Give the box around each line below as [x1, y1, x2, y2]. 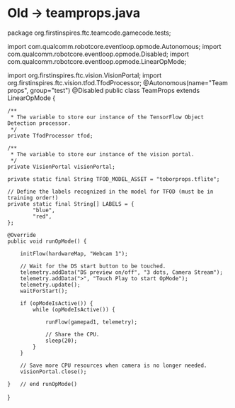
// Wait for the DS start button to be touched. [20, 263, 166, 270]
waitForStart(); [20, 287, 69, 294]
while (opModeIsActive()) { [33, 306, 115, 313]
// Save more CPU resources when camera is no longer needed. [20, 362, 207, 369]
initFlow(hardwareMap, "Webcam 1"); [20, 250, 129, 257]
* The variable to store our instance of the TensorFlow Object [10, 114, 204, 121]
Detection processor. [7, 119, 71, 127]
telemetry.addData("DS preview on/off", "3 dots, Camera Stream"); [20, 268, 223, 276]
